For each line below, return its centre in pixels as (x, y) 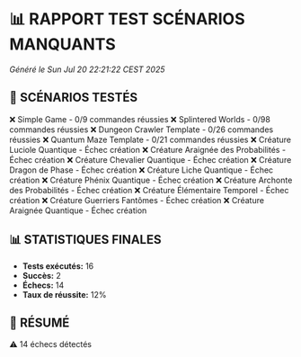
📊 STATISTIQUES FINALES (85, 240)
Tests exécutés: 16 (58, 266)
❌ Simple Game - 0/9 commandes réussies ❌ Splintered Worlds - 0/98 (140, 119)
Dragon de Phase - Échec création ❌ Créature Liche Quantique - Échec (142, 170)
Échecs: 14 (43, 285)
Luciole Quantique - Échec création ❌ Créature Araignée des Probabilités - (147, 149)
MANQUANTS (63, 45)
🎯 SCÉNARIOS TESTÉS (73, 98)
